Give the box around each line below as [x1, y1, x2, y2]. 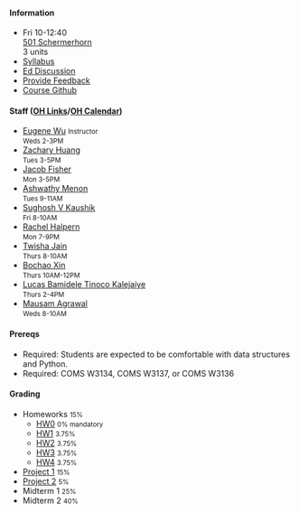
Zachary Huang [22, 145, 81, 155]
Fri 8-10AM [22, 213, 58, 223]
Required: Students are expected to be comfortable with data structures [22, 349, 291, 359]
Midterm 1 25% [22, 485, 77, 496]
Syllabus [22, 56, 55, 67]
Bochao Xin [22, 260, 66, 271]
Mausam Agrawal [22, 298, 89, 309]
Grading [9, 388, 41, 399]
